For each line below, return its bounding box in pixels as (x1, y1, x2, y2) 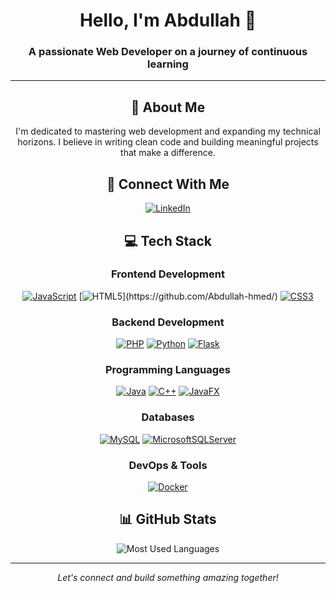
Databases (141, 410, 195, 424)
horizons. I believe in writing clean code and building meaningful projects (17, 136, 319, 148)
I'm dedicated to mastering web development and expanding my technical (15, 125, 321, 138)
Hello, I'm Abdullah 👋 (79, 9, 257, 32)
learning (147, 57, 189, 71)
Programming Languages (104, 363, 232, 377)
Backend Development (111, 315, 225, 329)
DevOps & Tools (128, 458, 208, 472)
